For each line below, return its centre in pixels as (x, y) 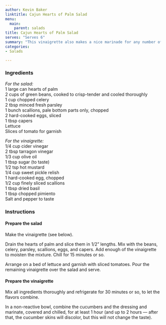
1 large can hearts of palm (32, 89)
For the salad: (19, 84)
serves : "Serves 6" (25, 38)
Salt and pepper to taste (30, 198)
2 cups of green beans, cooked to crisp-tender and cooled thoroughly (76, 94)
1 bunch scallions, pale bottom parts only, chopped (57, 110)
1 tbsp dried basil (22, 188)
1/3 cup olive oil (21, 156)
